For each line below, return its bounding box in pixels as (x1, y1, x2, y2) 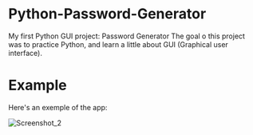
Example (8, 77, 67, 94)
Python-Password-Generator (8, 5, 207, 23)
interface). (8, 48, 42, 58)
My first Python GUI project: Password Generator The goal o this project (8, 31, 246, 41)
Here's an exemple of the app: (8, 102, 108, 112)
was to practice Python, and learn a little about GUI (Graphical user (8, 39, 229, 49)
